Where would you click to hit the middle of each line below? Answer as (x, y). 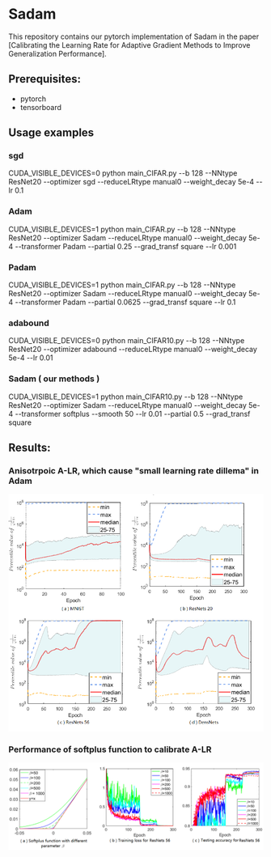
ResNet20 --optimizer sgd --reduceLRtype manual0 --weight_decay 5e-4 (131, 182)
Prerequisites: (44, 79)
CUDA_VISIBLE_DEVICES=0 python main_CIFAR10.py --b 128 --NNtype (127, 341)
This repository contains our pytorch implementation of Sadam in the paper (134, 36)
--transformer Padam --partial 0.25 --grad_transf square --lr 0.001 (126, 246)
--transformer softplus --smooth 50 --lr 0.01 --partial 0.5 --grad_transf (133, 414)
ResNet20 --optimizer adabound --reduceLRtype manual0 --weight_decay (133, 350)
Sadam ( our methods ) (54, 379)
